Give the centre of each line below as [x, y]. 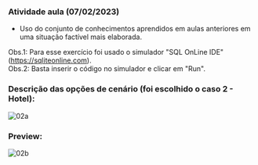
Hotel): [22, 99]
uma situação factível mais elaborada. [81, 37]
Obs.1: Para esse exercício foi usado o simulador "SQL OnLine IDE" [116, 52]
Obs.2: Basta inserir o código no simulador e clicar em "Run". [107, 69]
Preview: [25, 136]
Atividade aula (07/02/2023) [64, 12]
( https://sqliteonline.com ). [50, 60]
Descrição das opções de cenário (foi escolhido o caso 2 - [121, 89]
